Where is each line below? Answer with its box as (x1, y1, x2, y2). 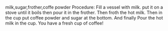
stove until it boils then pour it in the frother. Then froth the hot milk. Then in (5, 9, 162, 15)
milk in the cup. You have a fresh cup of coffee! (5, 20, 103, 26)
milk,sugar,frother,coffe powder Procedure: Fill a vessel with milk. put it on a (5, 4, 163, 10)
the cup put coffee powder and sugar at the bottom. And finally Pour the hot (5, 15, 163, 20)
